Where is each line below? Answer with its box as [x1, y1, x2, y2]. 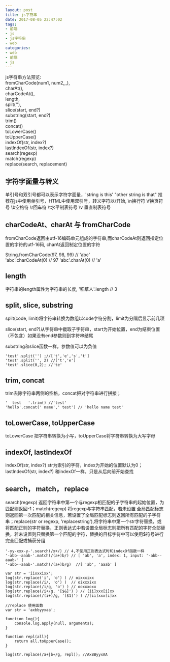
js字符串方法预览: [5, 74, 42, 80]
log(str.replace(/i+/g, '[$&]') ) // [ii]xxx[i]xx [5, 589, 115, 594]
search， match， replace [5, 485, 89, 493]
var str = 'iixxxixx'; [5, 571, 53, 576]
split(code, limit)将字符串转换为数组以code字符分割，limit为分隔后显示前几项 [5, 315, 165, 321]
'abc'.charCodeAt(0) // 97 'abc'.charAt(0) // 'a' [5, 257, 101, 263]
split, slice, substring [5, 301, 73, 310]
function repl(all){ [5, 634, 49, 639]
